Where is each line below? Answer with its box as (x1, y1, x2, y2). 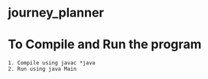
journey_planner (8, 5, 104, 21)
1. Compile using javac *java (8, 60, 96, 67)
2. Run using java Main (8, 66, 77, 73)
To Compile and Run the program (8, 37, 202, 53)
